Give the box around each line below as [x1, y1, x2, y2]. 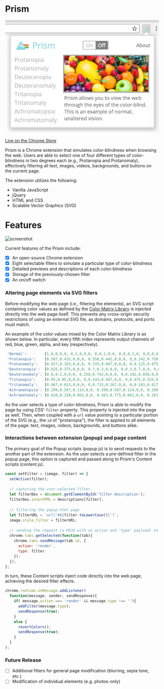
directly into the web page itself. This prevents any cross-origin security [5, 311, 150, 317]
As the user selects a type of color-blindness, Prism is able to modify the [5, 401, 151, 407]
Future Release [5, 657, 41, 664]
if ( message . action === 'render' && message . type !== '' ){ [14, 598, 137, 604]
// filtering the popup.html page [9, 507, 80, 512]
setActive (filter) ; [9, 476, 49, 482]
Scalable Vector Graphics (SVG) [12, 203, 77, 208]
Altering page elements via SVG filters [5, 290, 98, 297]
